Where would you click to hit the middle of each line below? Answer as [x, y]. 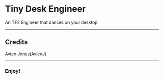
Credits [17, 42]
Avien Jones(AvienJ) [26, 54]
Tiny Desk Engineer [46, 9]
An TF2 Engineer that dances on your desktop [51, 22]
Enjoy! [13, 71]
